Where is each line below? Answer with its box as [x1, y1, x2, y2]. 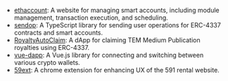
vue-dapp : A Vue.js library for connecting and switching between [13, 51, 204, 59]
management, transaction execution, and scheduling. [13, 13, 169, 22]
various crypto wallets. [13, 58, 81, 66]
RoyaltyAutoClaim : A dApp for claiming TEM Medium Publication [13, 36, 201, 44]
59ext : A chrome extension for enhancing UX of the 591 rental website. [13, 66, 220, 74]
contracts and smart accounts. [13, 28, 103, 37]
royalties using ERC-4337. [13, 44, 90, 51]
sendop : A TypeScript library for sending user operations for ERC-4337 [13, 21, 222, 29]
